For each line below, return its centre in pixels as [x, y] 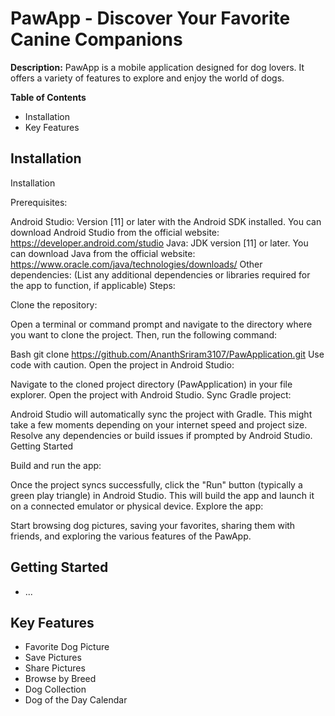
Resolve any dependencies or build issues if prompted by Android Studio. [161, 435]
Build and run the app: [56, 465]
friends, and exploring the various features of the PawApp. [131, 536]
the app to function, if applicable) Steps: [93, 285]
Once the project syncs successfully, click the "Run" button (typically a [156, 484]
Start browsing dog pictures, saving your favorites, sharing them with [153, 525]
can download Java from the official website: [103, 253]
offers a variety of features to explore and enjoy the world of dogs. [147, 78]
